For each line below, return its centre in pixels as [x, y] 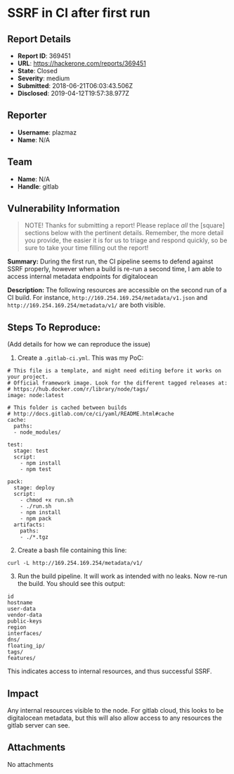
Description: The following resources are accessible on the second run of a [117, 290]
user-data [22, 609]
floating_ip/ [26, 646]
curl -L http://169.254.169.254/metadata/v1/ [75, 563]
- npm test [36, 470]
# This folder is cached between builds [67, 408]
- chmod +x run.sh [47, 500]
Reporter [27, 115]
